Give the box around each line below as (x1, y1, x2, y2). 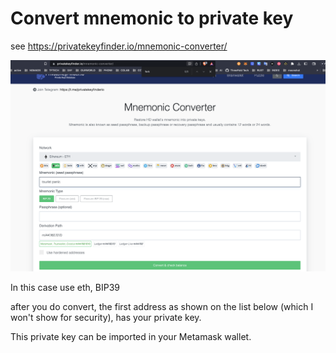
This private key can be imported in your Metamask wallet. (10, 331, 252, 343)
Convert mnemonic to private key (10, 7, 294, 30)
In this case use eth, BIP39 (10, 282, 120, 294)
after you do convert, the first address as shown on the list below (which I (10, 301, 314, 313)
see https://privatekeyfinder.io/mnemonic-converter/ (10, 40, 228, 52)
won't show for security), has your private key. (10, 312, 202, 324)
